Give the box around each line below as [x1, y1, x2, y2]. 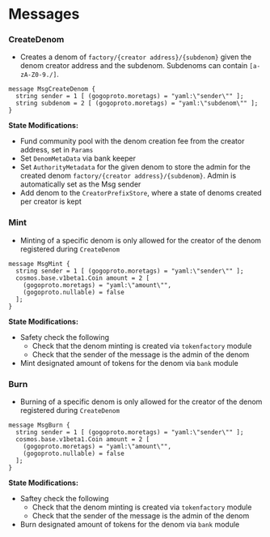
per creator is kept [19, 196, 82, 207]
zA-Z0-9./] [19, 71, 57, 79]
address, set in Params [19, 145, 94, 155]
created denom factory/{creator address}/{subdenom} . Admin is [19, 171, 237, 181]
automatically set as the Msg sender [19, 179, 141, 189]
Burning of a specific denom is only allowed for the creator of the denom [19, 397, 263, 406]
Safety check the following [19, 332, 110, 342]
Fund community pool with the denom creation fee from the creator [19, 136, 245, 146]
